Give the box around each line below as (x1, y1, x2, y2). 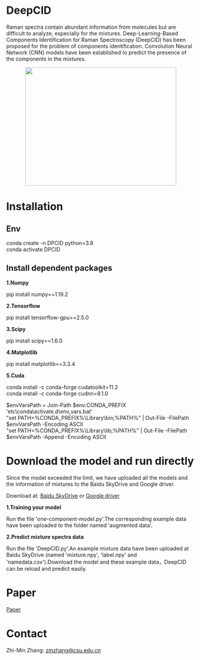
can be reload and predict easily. (6, 565, 87, 572)
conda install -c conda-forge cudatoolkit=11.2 (6, 383, 119, 390)
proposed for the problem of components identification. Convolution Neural (6, 43, 193, 50)
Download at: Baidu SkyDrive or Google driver (6, 492, 120, 499)
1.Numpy (6, 279, 29, 286)
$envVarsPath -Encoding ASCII (6, 420, 83, 428)
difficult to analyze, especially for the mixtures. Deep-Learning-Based (6, 29, 178, 37)
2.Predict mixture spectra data (6, 533, 84, 540)
